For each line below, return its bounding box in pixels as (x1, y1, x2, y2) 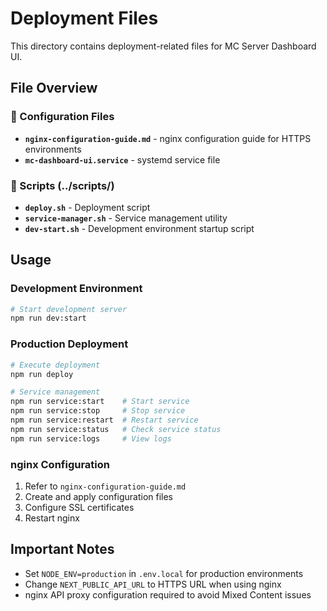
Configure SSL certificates (24, 501, 135, 513)
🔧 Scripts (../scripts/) (10, 178, 115, 192)
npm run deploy (10, 369, 74, 379)
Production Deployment (10, 337, 129, 351)
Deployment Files (10, 7, 159, 30)
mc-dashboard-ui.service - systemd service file (24, 153, 221, 166)
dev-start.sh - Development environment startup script (24, 222, 255, 234)
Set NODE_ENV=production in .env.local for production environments (24, 567, 304, 579)
